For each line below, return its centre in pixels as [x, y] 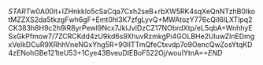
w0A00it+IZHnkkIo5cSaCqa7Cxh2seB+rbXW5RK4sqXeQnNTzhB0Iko [143, 11]
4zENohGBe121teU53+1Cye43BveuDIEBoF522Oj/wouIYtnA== [108, 53]
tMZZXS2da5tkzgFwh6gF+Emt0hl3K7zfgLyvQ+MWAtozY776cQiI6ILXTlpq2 [130, 20]
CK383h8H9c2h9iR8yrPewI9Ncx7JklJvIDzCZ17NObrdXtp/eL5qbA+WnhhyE [131, 28]
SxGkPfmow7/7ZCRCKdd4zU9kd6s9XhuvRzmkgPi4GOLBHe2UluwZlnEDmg [131, 36]
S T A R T [19, 11]
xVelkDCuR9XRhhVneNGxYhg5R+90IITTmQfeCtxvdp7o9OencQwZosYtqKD [130, 45]
